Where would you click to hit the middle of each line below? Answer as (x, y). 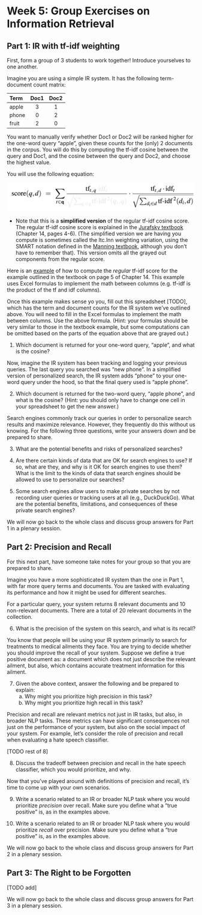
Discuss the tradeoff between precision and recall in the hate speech (101, 763)
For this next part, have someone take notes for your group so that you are (99, 562)
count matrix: (50, 85)
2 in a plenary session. (34, 854)
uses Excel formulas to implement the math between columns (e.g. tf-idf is (99, 284)
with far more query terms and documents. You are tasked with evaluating (98, 586)
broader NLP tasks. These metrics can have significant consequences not (98, 721)
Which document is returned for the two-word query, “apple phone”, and (105, 394)
